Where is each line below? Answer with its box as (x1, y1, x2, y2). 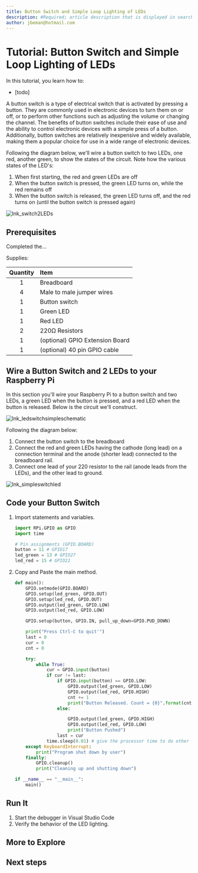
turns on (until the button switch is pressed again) (14, 199, 136, 206)
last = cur (57, 733, 84, 739)
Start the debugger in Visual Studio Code (14, 814, 115, 821)
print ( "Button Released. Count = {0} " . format (67, 700, 181, 706)
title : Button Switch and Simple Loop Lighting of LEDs (6, 8, 146, 15)
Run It (6, 798, 28, 808)
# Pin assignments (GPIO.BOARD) (14, 541, 94, 547)
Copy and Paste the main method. (14, 569, 97, 575)
